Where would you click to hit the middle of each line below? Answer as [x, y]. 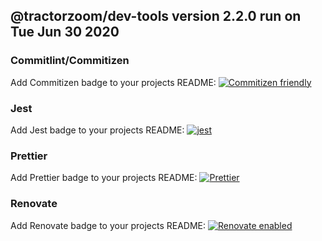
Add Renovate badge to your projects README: [108, 225]
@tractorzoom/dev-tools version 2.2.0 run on [156, 16]
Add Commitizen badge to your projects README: [113, 82]
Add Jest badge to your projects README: [97, 130]
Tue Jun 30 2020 [65, 32]
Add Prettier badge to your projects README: [104, 178]
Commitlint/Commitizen [70, 61]
